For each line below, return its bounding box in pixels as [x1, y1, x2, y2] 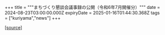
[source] [4, 25, 22, 31]
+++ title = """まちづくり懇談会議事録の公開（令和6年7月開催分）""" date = [4, 4, 160, 10]
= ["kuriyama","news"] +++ [4, 15, 61, 21]
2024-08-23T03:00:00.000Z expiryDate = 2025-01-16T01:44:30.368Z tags [4, 10, 160, 16]
